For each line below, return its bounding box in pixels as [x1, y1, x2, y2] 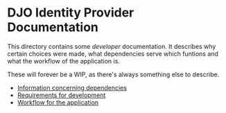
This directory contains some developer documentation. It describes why [7, 42, 216, 50]
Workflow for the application [17, 98, 99, 106]
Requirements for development [17, 91, 106, 99]
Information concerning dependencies [17, 83, 127, 92]
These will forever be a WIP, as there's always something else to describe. [7, 70, 220, 79]
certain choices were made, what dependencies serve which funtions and [7, 50, 218, 58]
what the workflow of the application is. [7, 56, 120, 65]
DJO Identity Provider [7, 5, 134, 21]
